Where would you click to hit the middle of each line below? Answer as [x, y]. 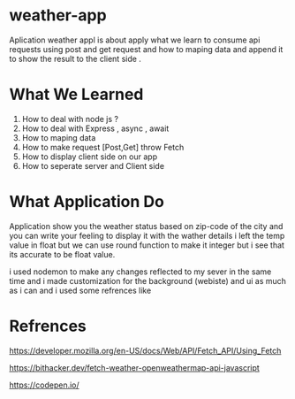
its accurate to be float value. [62, 254]
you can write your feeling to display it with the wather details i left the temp [147, 235]
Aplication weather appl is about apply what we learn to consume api [135, 40]
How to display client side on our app [89, 157]
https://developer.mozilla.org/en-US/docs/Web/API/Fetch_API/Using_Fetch [145, 350]
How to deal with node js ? [70, 119]
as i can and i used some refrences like [80, 290]
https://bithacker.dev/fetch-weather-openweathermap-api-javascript [135, 367]
